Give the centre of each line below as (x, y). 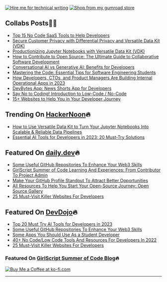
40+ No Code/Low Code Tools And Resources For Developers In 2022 (84, 240)
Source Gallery (28, 191)
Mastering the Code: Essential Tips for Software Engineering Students (84, 72)
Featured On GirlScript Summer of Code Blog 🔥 (62, 258)
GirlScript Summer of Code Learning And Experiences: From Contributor (86, 170)
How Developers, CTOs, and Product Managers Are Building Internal (82, 78)
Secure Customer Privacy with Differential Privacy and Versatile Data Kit (86, 40)
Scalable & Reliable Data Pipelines (47, 132)
